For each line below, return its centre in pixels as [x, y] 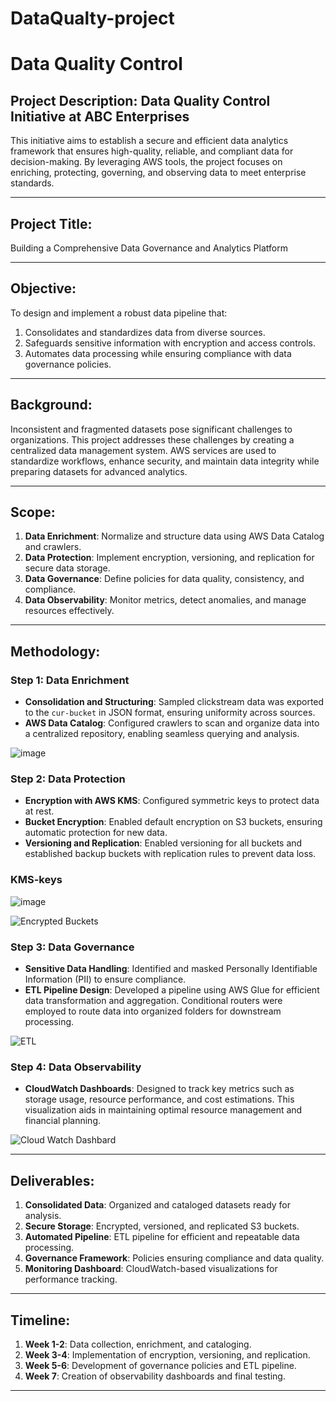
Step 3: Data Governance [72, 947]
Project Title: [51, 223]
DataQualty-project [92, 18]
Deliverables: [52, 1180]
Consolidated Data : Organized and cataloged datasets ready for [158, 1205]
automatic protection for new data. [96, 833]
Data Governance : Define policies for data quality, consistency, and [164, 579]
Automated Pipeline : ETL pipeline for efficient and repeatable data [162, 1237]
